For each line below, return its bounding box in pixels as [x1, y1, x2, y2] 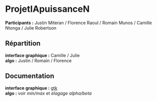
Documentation [5, 72, 55, 80]
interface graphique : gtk [5, 85, 58, 91]
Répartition [5, 39, 41, 48]
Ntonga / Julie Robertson [5, 25, 57, 31]
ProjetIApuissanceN [5, 3, 90, 15]
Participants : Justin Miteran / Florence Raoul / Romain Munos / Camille [5, 20, 153, 26]
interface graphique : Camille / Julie [5, 52, 80, 58]
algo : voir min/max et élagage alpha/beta [5, 90, 92, 96]
